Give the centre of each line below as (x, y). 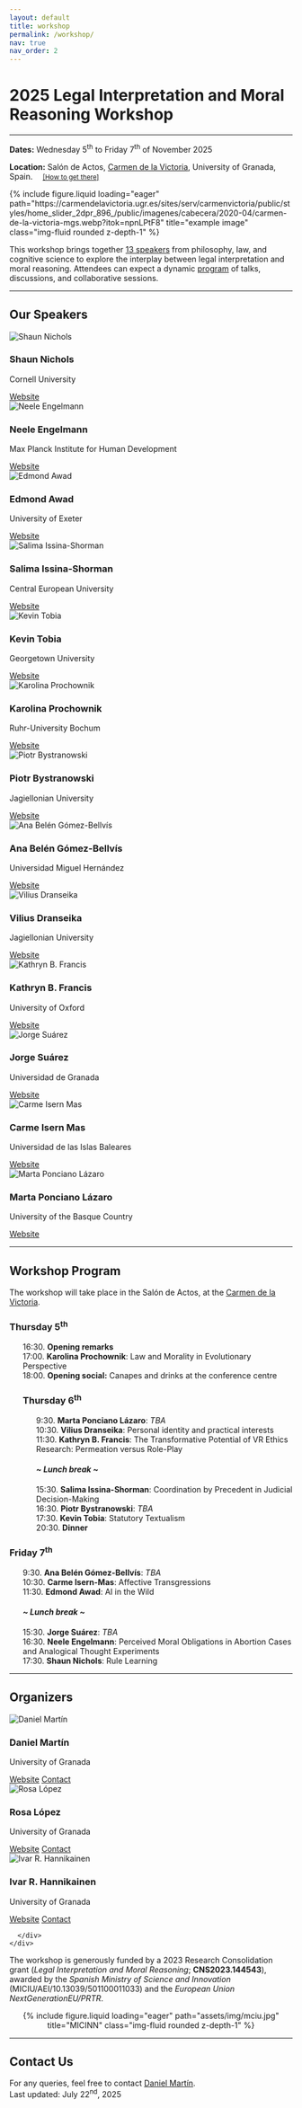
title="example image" (207, 222)
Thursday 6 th (52, 1399)
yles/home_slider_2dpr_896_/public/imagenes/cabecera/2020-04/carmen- (148, 213)
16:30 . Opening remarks (68, 1346)
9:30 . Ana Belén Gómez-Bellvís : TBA (92, 1572)
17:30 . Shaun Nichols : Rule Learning (90, 1661)
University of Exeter (46, 518)
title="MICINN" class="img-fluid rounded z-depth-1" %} (151, 2025)
